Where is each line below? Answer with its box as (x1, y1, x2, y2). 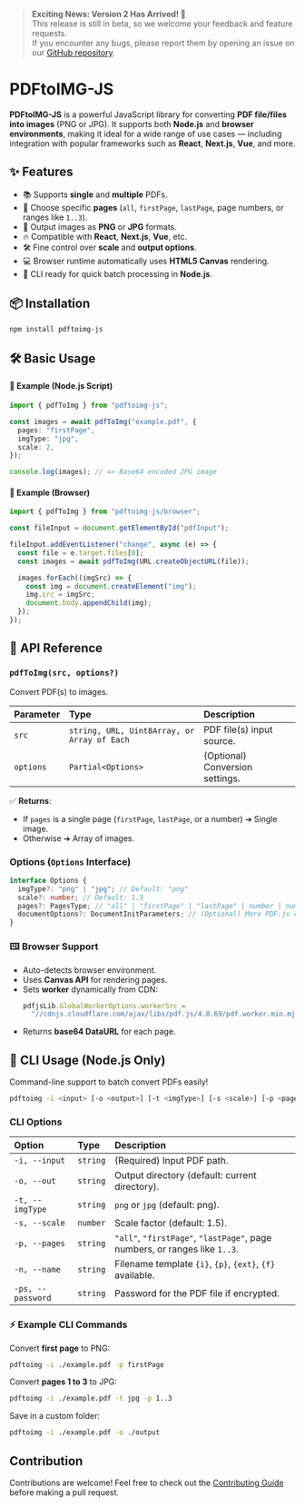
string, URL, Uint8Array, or (68, 725, 195, 736)
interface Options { (9, 876, 88, 885)
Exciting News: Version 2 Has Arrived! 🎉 (31, 9, 186, 19)
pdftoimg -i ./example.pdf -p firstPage (9, 1360, 165, 1369)
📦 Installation (9, 296, 91, 312)
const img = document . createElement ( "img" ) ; (25, 581, 197, 590)
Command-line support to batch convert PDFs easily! (9, 1076, 209, 1087)
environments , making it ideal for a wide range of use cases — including (9, 128, 282, 139)
